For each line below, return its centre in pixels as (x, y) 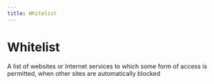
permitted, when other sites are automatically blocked (84, 73)
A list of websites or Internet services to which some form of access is (107, 66)
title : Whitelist (32, 13)
